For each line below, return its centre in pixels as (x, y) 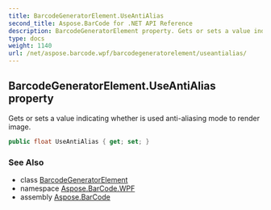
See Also (26, 162)
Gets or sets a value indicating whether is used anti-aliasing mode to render (134, 118)
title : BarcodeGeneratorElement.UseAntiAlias (86, 16)
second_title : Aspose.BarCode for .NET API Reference (101, 23)
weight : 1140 (30, 46)
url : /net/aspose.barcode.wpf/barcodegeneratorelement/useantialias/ (128, 53)
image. (20, 127)
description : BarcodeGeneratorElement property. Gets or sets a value (129, 31)
